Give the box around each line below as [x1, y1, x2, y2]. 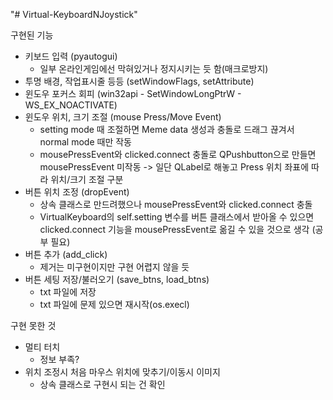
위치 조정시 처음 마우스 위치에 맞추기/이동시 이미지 [24, 366, 221, 378]
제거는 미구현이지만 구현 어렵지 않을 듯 [39, 261, 190, 273]
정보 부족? [39, 354, 80, 365]
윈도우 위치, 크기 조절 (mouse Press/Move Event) [24, 111, 222, 123]
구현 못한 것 [10, 320, 57, 331]
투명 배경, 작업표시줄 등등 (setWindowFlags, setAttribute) [24, 75, 255, 87]
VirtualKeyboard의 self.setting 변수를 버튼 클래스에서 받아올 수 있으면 [39, 211, 315, 223]
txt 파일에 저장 [39, 286, 97, 298]
